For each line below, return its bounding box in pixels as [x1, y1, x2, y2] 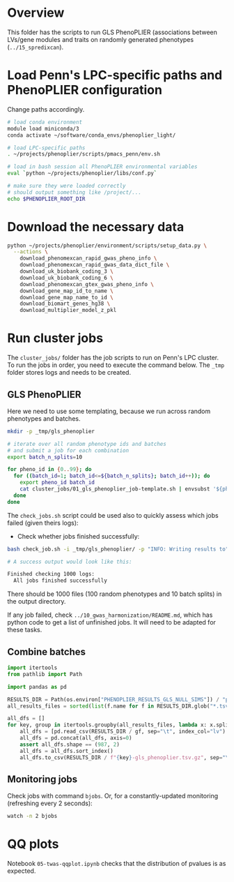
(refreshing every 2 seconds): [7, 799, 93, 807]
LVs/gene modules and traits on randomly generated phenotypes [7, 35, 194, 43]
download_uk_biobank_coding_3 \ [19, 268, 114, 275]
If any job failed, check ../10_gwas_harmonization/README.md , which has [7, 611, 213, 619]
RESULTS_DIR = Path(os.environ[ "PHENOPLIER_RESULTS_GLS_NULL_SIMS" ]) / [7, 696, 219, 703]
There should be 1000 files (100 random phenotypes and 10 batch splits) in [7, 590, 222, 598]
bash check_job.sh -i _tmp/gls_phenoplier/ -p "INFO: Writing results [7, 546, 217, 553]
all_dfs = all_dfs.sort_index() [19, 747, 114, 754]
